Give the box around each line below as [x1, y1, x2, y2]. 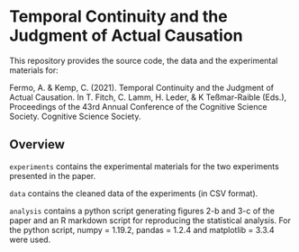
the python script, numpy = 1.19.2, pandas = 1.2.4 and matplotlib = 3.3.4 [9, 224, 275, 235]
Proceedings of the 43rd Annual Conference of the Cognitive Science [9, 101, 267, 112]
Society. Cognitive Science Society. [9, 111, 141, 121]
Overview [9, 137, 66, 152]
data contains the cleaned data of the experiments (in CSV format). [9, 187, 258, 199]
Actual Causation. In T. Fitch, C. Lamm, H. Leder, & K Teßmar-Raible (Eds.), [9, 92, 287, 103]
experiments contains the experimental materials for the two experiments [9, 160, 279, 172]
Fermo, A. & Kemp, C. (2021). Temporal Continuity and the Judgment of [9, 82, 275, 93]
